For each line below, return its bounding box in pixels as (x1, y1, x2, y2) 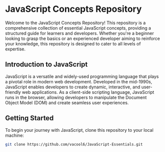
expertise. (5, 46, 26, 52)
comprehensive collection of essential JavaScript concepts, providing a (5, 25, 151, 31)
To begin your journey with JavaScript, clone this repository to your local (5, 127, 154, 133)
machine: (5, 132, 24, 138)
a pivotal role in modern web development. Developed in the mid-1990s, (5, 78, 153, 84)
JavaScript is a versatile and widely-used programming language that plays (5, 73, 159, 79)
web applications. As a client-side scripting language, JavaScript (22, 89, 155, 95)
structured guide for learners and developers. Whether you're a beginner (5, 30, 155, 36)
